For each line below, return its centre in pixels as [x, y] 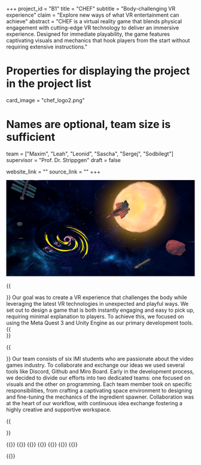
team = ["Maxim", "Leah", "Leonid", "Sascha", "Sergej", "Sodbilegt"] [90, 154]
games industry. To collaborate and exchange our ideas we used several [95, 365]
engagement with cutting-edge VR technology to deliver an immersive [93, 28]
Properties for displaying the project [98, 71]
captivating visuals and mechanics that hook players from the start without [98, 40]
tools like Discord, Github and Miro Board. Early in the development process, [100, 371]
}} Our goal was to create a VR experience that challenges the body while [97, 297]
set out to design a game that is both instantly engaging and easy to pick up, [100, 310]
